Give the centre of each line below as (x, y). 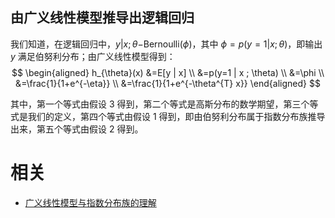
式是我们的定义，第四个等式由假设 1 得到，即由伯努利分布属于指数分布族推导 (168, 116)
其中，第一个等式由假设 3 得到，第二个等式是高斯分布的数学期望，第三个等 (164, 104)
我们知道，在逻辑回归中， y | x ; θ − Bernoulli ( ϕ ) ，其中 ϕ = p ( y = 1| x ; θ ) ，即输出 (166, 44)
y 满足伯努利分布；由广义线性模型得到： (93, 56)
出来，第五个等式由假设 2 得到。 (77, 129)
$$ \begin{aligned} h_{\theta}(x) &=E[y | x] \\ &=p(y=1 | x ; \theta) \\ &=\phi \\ (168, 72)
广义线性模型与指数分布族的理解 (90, 202)
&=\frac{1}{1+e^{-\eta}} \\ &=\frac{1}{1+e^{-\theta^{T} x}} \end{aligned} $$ (168, 83)
